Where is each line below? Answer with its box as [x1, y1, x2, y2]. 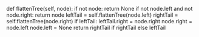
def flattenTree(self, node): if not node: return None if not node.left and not [6, 5, 193, 12]
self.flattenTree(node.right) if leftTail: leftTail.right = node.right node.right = [6, 18, 193, 24]
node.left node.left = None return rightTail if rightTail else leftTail [6, 24, 166, 31]
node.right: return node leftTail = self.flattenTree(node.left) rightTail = [6, 11, 178, 18]
